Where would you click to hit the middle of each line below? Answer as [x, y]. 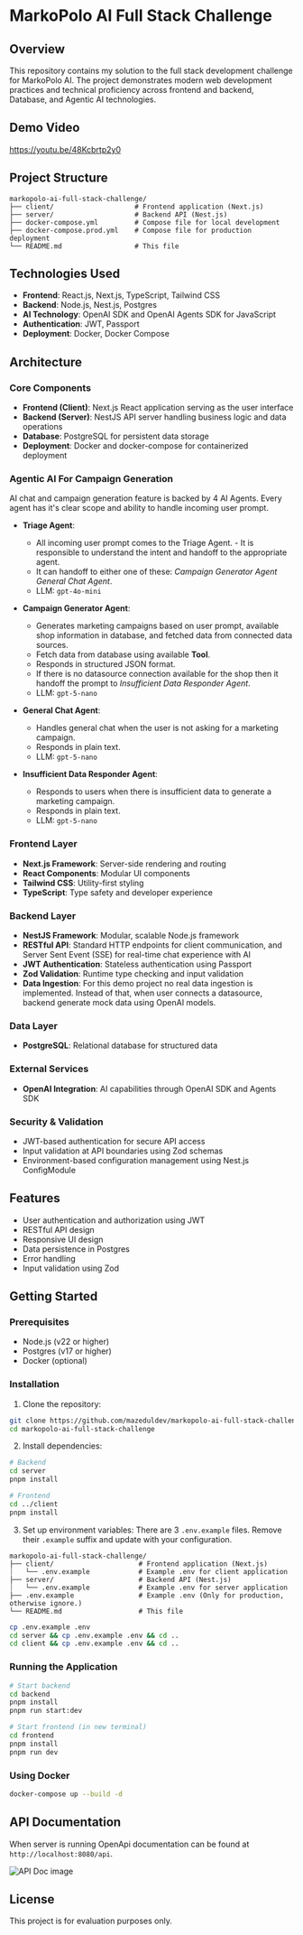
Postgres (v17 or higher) [67, 1351]
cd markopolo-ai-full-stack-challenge [82, 1429]
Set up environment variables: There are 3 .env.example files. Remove [152, 1530]
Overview [37, 49]
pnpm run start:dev [46, 1711]
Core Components [50, 387]
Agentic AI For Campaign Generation [92, 479]
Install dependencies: [62, 1446]
